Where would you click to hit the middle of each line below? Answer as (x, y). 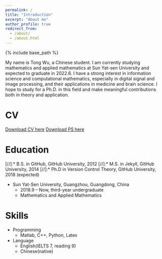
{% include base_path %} (32, 52)
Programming (27, 230)
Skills (17, 215)
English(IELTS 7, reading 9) (48, 246)
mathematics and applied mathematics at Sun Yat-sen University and (77, 68)
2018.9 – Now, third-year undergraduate (62, 190)
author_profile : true (28, 24)
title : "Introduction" (29, 15)
